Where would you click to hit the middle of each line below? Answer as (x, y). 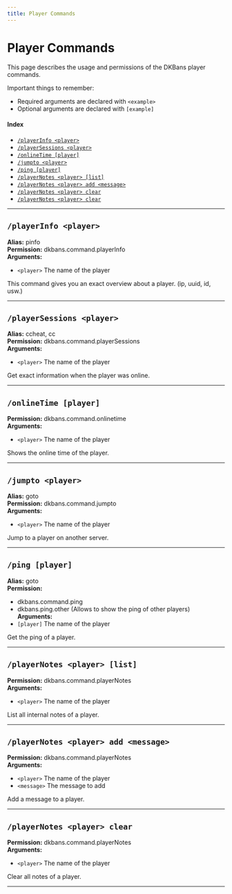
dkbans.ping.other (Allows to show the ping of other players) (104, 609)
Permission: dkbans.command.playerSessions (74, 341)
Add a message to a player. (46, 799)
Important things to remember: (51, 88)
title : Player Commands (41, 14)
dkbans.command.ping (50, 601)
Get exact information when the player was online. (79, 375)
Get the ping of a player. (41, 637)
